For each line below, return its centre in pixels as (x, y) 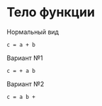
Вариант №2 (25, 84)
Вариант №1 (25, 58)
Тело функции (51, 12)
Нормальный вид (33, 32)
